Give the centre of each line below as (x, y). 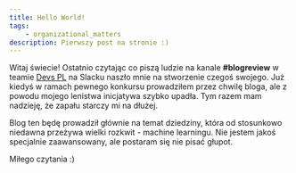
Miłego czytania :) (42, 159)
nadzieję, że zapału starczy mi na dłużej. (84, 106)
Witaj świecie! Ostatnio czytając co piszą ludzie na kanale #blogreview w (144, 68)
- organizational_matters (74, 34)
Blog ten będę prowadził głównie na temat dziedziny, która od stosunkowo (146, 123)
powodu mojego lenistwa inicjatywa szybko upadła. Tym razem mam (136, 96)
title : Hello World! (48, 17)
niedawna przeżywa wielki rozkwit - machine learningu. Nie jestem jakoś (143, 132)
